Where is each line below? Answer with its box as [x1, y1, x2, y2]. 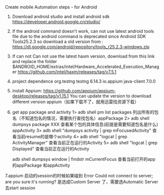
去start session [5, 185, 36, 191]
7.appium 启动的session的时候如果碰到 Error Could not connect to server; [5, 173, 153, 178]
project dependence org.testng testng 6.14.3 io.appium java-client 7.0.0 [12, 78, 156, 84]
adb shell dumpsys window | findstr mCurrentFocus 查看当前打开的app [12, 156, 156, 162]
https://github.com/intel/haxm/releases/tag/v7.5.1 [18, 69, 117, 75]
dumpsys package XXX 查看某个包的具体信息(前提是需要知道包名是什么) [12, 122, 158, 127]
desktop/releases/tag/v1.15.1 [12, 93, 69, 99]
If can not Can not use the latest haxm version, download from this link [12, 53, 155, 59]
